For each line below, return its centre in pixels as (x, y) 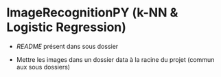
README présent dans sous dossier (67, 46)
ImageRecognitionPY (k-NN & (92, 13)
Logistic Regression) (66, 27)
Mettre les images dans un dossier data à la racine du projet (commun (115, 59)
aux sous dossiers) (43, 67)
